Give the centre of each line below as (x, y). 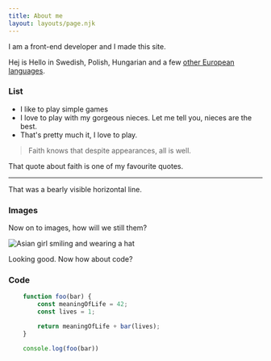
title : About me (35, 16)
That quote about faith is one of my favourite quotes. (96, 166)
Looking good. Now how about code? (71, 259)
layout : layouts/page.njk (52, 23)
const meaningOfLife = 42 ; (83, 304)
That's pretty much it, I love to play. (79, 135)
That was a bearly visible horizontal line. (75, 189)
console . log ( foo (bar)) (61, 348)
